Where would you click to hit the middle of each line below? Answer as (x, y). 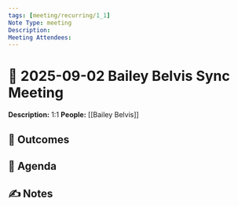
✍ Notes (31, 194)
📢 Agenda (33, 166)
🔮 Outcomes (39, 140)
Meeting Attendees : (40, 37)
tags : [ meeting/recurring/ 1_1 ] (59, 15)
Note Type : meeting (40, 23)
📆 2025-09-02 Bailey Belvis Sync (119, 76)
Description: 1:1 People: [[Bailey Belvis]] (73, 115)
